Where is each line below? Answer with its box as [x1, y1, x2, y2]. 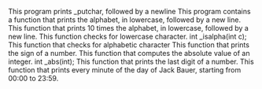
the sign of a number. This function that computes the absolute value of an [8, 49, 250, 57]
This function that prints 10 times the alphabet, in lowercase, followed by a [8, 24, 249, 32]
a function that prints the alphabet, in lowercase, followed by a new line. [8, 15, 242, 24]
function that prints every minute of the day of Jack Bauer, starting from [8, 65, 242, 74]
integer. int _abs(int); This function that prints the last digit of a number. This [8, 57, 254, 66]
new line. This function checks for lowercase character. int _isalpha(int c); [8, 32, 247, 41]
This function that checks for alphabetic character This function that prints [8, 40, 250, 50]
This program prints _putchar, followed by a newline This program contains [8, 7, 251, 16]
